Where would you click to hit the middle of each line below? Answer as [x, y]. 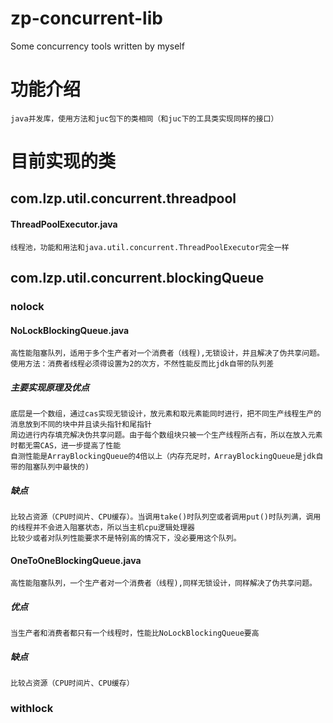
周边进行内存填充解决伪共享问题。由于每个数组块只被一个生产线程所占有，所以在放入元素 [166, 435]
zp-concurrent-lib [86, 18]
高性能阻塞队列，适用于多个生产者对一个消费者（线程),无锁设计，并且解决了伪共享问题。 [167, 353]
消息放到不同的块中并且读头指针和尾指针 [81, 425]
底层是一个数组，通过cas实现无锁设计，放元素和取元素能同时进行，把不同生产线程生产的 [166, 414]
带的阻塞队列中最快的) [50, 467]
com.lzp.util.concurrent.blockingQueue [137, 278]
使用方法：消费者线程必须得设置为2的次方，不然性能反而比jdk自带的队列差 [142, 364]
